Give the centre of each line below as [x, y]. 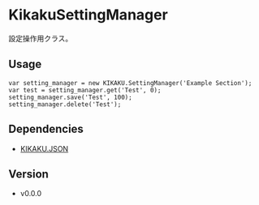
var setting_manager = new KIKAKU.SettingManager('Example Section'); [130, 83]
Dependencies [46, 129]
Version [28, 174]
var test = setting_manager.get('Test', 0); [85, 90]
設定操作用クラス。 [41, 38]
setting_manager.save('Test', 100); [70, 97]
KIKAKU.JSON [44, 148]
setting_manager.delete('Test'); [65, 104]
